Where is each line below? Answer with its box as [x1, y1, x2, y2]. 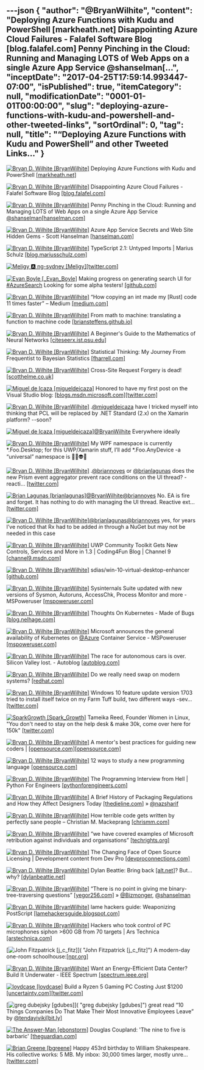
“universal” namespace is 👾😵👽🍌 [6, 453, 87, 460]
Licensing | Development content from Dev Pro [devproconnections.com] [6, 855, 191, 862]
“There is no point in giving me [90, 885, 167, 892]
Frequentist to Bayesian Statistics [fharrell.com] [6, 354, 126, 362]
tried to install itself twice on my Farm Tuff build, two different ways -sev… [6, 695, 192, 703]
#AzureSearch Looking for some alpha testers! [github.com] [6, 281, 157, 289]
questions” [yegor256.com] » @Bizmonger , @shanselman [45, 891, 191, 899]
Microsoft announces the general [90, 627, 174, 634]
